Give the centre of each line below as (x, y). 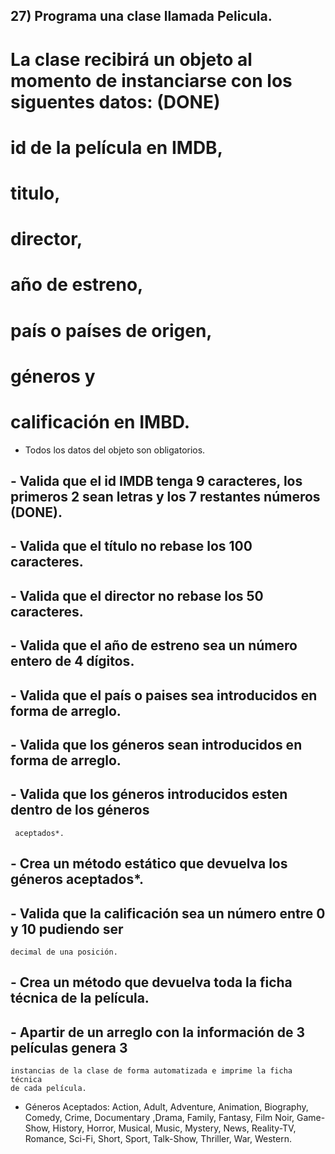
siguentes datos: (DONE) (115, 101)
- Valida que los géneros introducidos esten (149, 794)
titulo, (35, 193)
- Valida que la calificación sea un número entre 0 (168, 913)
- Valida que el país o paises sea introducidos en (164, 695)
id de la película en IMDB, (116, 147)
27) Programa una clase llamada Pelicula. (141, 16)
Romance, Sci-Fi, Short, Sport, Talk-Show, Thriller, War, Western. (158, 1139)
